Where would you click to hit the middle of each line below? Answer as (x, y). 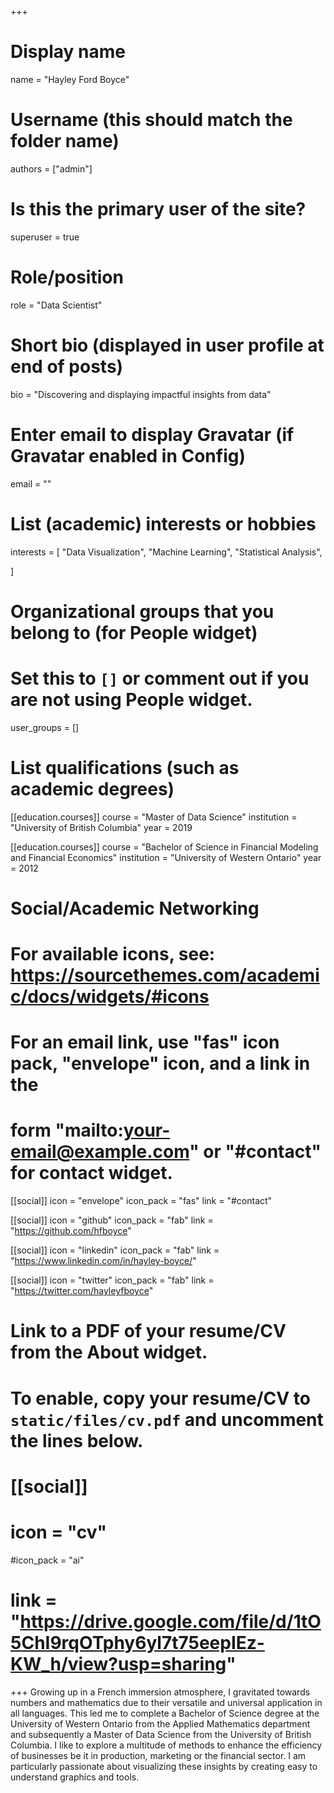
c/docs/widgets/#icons (110, 997)
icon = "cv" (59, 1532)
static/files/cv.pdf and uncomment (167, 1419)
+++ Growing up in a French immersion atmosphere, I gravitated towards (160, 1692)
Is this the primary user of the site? (158, 209)
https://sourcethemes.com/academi (165, 975)
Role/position (67, 277)
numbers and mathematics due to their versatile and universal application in (166, 1702)
